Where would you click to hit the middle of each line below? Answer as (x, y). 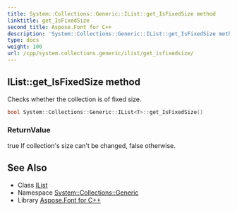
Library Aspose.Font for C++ (59, 200)
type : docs (23, 40)
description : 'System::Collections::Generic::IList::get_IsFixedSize (112, 34)
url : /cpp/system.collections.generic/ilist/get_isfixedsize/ (101, 54)
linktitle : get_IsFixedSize (49, 21)
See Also (27, 168)
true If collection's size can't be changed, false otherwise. (92, 145)
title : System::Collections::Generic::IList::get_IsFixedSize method (112, 14)
